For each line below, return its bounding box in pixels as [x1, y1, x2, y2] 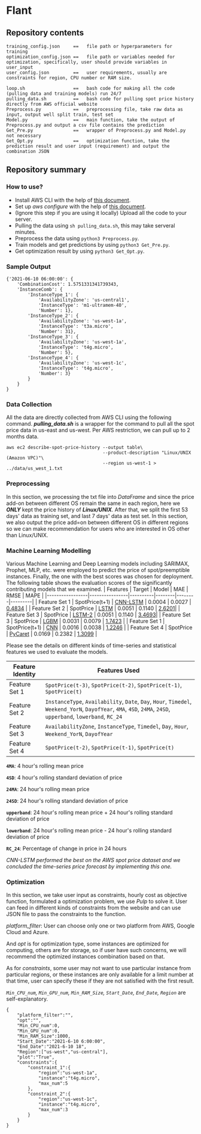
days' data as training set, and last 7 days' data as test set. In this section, [6, 512, 188, 519]
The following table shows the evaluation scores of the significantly [6, 579, 172, 586]
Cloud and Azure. [6, 929, 50, 936]
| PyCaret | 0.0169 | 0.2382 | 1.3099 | [6, 630, 98, 637]
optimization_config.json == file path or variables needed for [6, 54, 175, 60]
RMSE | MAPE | [6, 592, 44, 599]
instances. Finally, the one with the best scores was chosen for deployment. [6, 573, 193, 580]
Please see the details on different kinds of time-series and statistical [6, 642, 176, 649]
